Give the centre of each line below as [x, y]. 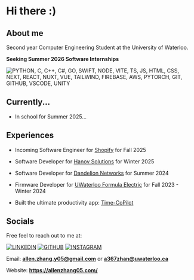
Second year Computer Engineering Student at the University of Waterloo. [97, 47]
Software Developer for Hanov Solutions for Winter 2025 [84, 161]
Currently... [28, 102]
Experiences [30, 136]
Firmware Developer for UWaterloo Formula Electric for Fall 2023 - [97, 184]
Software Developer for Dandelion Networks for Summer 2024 [92, 173]
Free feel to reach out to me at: [44, 236]
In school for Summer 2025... [51, 116]
